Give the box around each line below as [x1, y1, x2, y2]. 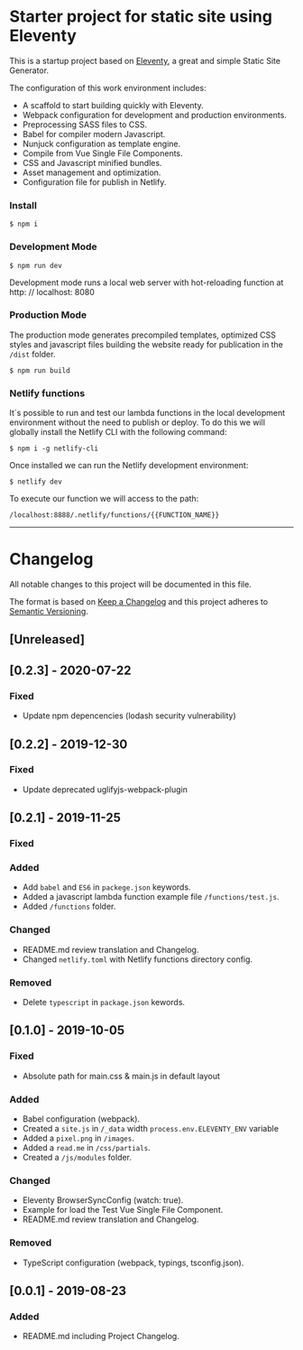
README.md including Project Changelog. [22, 1331, 180, 1342]
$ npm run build [9, 365, 70, 375]
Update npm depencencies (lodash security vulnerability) [22, 710, 236, 721]
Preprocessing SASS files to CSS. [22, 119, 148, 130]
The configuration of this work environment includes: [9, 82, 207, 93]
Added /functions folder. [22, 901, 116, 912]
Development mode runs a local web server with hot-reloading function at [9, 277, 284, 288]
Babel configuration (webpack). [22, 1114, 141, 1124]
